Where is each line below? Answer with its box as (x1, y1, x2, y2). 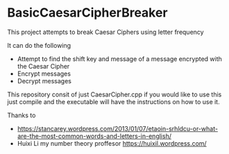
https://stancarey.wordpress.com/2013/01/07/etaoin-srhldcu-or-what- (17, 124, 219, 132)
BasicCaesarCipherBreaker (7, 5, 168, 21)
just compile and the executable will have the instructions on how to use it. (7, 97, 220, 105)
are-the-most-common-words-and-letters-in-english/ (17, 132, 172, 140)
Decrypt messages (17, 76, 71, 85)
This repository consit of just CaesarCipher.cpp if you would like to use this (7, 90, 222, 99)
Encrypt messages (17, 69, 71, 78)
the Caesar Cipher (17, 62, 70, 70)
